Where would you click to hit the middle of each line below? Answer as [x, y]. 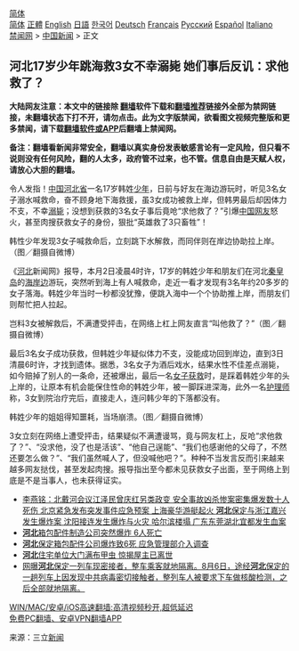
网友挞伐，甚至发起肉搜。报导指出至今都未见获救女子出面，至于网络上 [153, 468]
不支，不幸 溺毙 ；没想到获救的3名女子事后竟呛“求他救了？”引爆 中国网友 [140, 210]
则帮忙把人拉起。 [40, 304]
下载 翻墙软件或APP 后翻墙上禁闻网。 [114, 128]
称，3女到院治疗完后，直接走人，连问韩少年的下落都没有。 [117, 397]
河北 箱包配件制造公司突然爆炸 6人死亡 [92, 533]
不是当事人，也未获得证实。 [75, 480]
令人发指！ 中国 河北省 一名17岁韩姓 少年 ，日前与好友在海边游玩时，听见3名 [144, 188]
